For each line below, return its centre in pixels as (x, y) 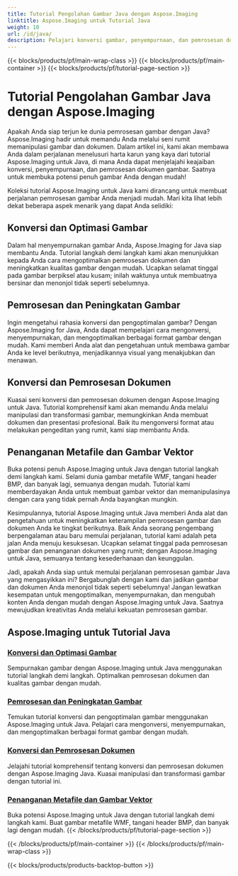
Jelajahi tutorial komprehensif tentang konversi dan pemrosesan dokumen (115, 766)
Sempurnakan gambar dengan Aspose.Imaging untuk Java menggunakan (115, 668)
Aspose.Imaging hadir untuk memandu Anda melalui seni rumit (99, 139)
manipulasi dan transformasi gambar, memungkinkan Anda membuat (108, 415)
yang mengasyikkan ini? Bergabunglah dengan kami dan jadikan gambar (113, 580)
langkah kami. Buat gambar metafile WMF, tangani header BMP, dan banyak (118, 822)
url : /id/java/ (30, 34)
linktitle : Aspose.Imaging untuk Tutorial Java (79, 21)
